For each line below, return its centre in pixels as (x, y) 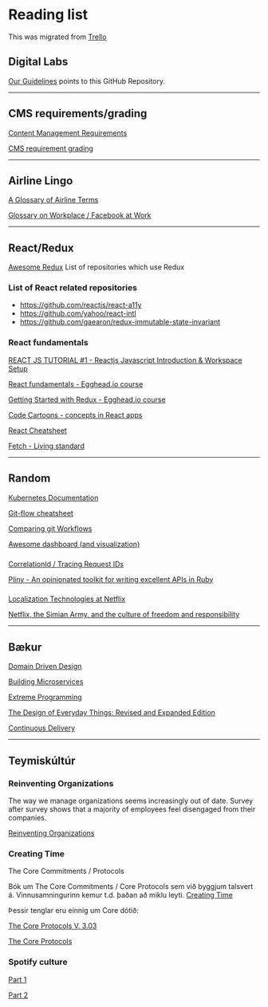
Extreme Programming (45, 697)
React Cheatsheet (38, 430)
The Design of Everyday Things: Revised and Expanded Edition (112, 713)
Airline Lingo (41, 181)
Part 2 (18, 995)
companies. (28, 817)
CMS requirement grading (51, 148)
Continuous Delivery (42, 728)
